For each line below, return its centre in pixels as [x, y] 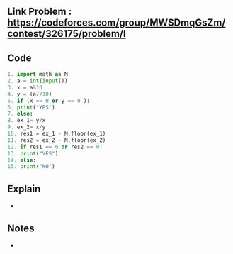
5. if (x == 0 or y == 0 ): [49, 101]
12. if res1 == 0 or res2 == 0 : [55, 147]
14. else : [22, 160]
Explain [24, 188]
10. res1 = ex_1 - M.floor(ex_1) [57, 134]
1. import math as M [38, 74]
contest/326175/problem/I [67, 34]
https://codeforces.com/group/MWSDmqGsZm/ [116, 23]
